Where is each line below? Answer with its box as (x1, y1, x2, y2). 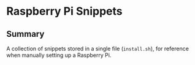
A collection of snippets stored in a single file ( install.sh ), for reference (6, 45, 189, 52)
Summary (6, 29, 45, 39)
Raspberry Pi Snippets (6, 4, 123, 18)
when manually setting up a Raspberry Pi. (6, 52, 112, 59)
